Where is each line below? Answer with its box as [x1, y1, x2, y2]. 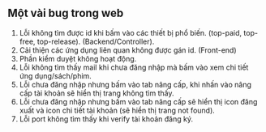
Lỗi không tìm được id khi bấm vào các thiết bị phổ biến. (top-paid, [19, 28, 242, 37]
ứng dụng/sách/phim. [19, 70, 92, 80]
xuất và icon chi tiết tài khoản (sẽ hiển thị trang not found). [19, 105, 216, 115]
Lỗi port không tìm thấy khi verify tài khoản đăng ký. [19, 113, 194, 124]
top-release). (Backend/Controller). [36, 36, 155, 46]
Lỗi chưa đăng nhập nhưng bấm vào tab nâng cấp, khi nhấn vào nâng [19, 79, 252, 89]
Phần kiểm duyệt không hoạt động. [19, 53, 137, 63]
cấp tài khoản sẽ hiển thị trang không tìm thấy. [19, 88, 175, 98]
